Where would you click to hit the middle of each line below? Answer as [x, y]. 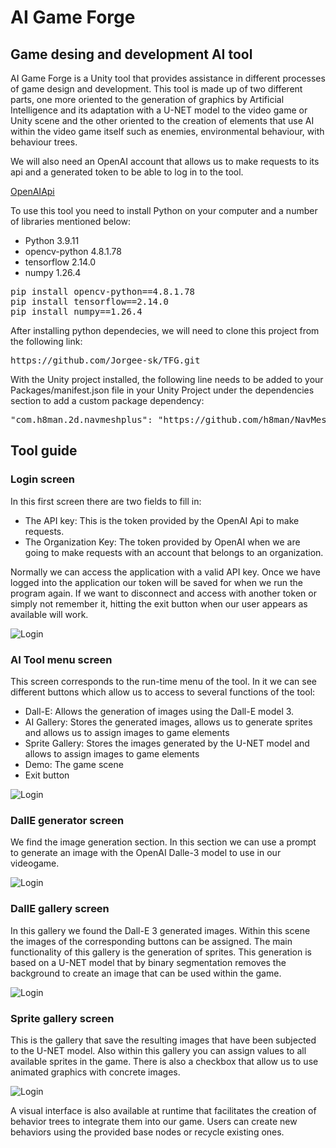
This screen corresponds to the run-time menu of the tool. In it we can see [164, 681]
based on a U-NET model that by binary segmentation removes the [148, 962]
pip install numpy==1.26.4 [76, 311]
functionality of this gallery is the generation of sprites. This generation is [161, 952]
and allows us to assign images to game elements [127, 732]
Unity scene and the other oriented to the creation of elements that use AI [162, 120]
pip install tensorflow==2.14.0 [89, 301]
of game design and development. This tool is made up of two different [156, 89]
